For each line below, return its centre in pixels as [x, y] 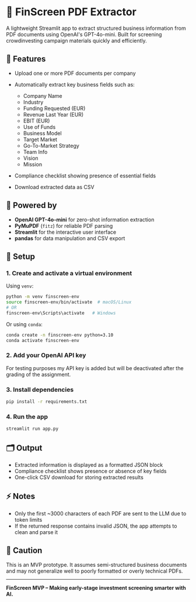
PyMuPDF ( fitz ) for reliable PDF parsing [64, 225]
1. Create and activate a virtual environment [69, 273]
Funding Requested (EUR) [54, 108]
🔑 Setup [21, 256]
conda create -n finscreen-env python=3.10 [60, 335]
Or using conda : [24, 324]
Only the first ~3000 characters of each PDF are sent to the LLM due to [100, 513]
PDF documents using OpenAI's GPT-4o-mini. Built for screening [84, 34]
